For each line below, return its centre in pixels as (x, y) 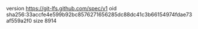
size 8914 (45, 21)
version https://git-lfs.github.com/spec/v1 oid (62, 8)
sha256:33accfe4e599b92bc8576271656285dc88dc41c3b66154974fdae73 (99, 14)
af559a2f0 (19, 21)
